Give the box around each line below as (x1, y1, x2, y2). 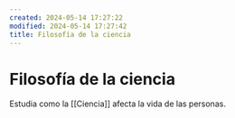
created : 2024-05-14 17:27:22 (9, 13, 124, 23)
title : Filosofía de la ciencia (9, 30, 131, 39)
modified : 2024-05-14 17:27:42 (9, 22, 127, 31)
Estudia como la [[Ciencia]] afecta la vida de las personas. (9, 98, 226, 109)
